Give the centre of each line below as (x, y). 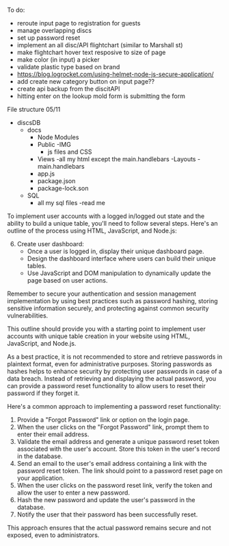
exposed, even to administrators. (53, 535)
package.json (56, 181)
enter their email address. (53, 434)
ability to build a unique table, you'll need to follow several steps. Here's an (112, 223)
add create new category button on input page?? (86, 81)
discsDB (29, 122)
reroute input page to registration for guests (79, 23)
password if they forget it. (43, 393)
